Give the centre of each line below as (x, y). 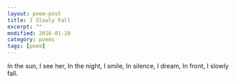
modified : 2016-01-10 (39, 33)
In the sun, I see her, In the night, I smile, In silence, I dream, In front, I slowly (118, 66)
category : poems (31, 40)
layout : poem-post (34, 14)
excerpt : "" (25, 27)
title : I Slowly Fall (39, 20)
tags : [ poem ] (26, 46)
